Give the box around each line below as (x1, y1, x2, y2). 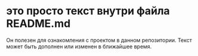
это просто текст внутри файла (6, 4, 170, 18)
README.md (6, 17, 71, 30)
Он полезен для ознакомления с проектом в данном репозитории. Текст (6, 36, 192, 43)
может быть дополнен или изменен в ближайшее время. (6, 43, 152, 50)
